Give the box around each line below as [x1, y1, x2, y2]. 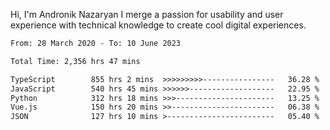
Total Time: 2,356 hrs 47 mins [10, 56, 141, 66]
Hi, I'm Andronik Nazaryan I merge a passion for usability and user [10, 9, 284, 20]
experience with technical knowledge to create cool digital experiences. [10, 19, 307, 31]
